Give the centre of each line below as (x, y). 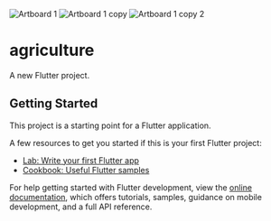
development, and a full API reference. (81, 207)
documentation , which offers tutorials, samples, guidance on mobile (135, 197)
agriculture (52, 51)
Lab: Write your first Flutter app (81, 160)
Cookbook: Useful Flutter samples (86, 170)
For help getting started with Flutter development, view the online (131, 187)
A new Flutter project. (50, 75)
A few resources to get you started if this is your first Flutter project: (135, 143)
